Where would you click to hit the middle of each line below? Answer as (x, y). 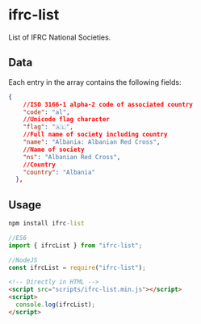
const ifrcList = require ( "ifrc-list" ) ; (77, 267)
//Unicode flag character (67, 120)
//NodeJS (23, 260)
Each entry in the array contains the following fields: (95, 82)
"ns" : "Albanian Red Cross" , (72, 157)
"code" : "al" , (46, 112)
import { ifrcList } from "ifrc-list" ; (75, 245)
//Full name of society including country (95, 135)
